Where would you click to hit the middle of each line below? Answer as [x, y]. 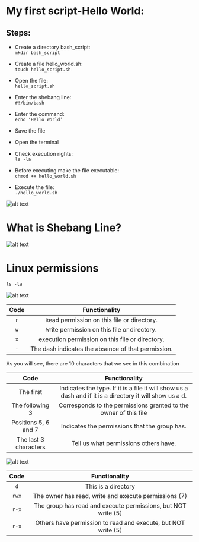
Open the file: [31, 81]
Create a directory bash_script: [52, 47]
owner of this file [124, 412]
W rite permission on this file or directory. [102, 329]
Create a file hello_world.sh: [49, 64]
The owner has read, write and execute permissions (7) [110, 496]
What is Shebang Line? [64, 228]
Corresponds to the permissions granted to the [124, 405]
